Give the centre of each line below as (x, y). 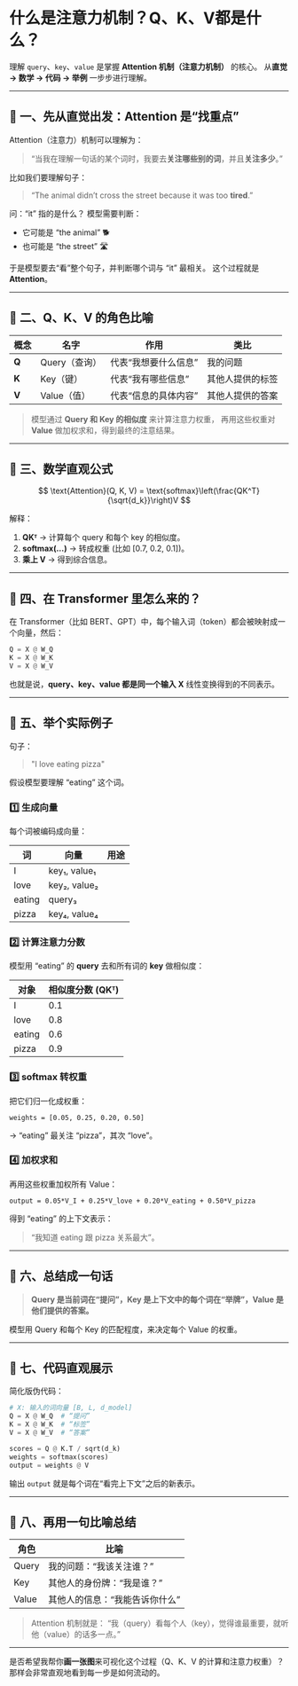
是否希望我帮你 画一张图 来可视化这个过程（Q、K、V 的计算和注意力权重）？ (147, 1662)
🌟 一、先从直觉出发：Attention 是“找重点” (124, 117)
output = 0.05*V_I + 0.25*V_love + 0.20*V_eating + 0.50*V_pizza (132, 1201)
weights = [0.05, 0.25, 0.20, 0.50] (77, 1117)
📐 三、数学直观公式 (61, 469)
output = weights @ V (49, 1465)
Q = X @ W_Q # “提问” (50, 1416)
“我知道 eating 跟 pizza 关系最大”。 (95, 1237)
